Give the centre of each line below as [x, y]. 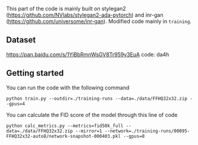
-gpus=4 [16, 104]
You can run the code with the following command [68, 87]
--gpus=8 [134, 136]
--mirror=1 [89, 131]
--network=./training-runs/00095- [147, 131]
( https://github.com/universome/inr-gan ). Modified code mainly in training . [99, 21]
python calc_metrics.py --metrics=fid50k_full [65, 126]
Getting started [35, 73]
